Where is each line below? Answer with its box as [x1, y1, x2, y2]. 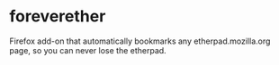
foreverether [9, 6, 106, 27]
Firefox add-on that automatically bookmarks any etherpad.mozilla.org [9, 36, 271, 46]
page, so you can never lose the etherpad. [9, 45, 166, 55]
